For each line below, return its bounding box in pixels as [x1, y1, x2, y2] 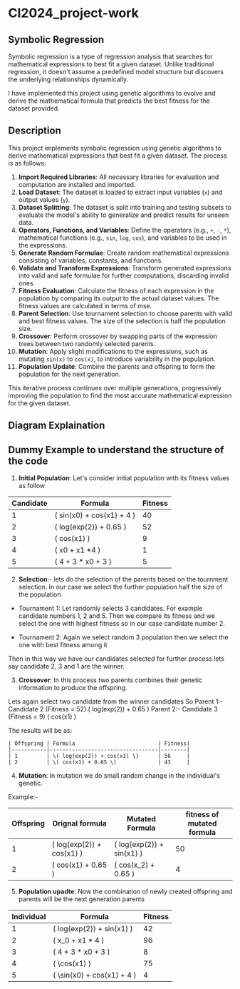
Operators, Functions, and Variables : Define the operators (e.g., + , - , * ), [18, 225, 231, 234]
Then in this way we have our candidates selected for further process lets [8, 654, 225, 663]
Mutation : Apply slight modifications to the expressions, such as [18, 347, 209, 355]
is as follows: [8, 158, 46, 167]
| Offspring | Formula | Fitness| [8, 740, 191, 747]
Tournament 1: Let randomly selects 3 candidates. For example [18, 604, 203, 613]
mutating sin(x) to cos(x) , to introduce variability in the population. [18, 355, 216, 363]
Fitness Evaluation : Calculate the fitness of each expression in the [18, 286, 214, 295]
